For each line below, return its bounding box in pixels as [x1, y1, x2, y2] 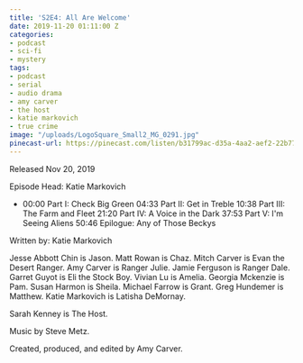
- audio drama [9, 88, 63, 97]
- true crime [9, 123, 59, 132]
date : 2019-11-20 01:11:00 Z [9, 22, 119, 31]
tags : [9, 64, 30, 73]
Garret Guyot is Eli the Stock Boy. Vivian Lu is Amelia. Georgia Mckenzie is [9, 271, 285, 282]
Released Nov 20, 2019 [9, 163, 96, 174]
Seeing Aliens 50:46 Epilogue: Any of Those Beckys [22, 217, 216, 228]
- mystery [9, 55, 47, 64]
